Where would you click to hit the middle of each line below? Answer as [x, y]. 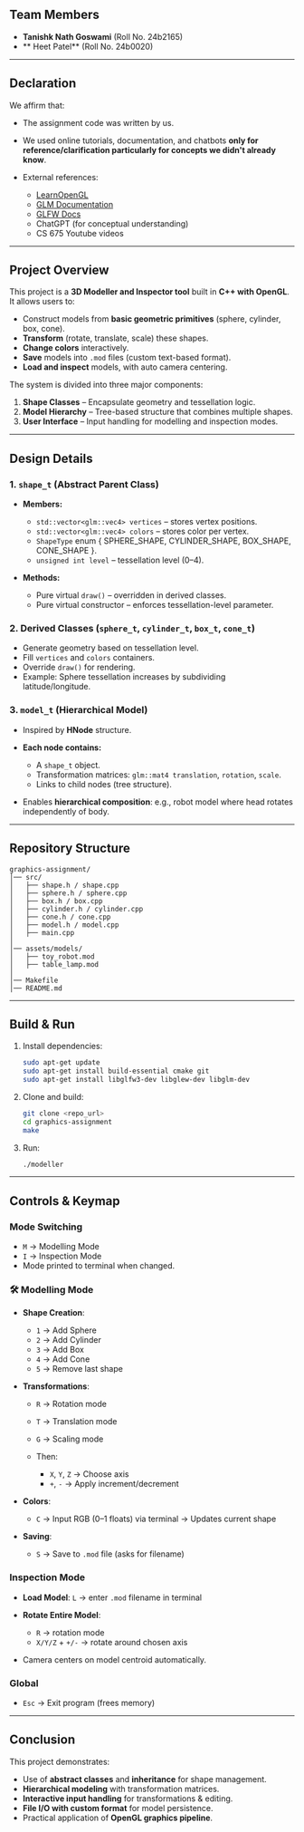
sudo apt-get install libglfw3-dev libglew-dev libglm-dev [136, 1080]
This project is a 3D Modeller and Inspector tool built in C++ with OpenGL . [149, 292]
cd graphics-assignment [67, 1122]
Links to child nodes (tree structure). [104, 784]
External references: [60, 177]
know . [34, 159]
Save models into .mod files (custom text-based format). [127, 358]
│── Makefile [34, 980]
